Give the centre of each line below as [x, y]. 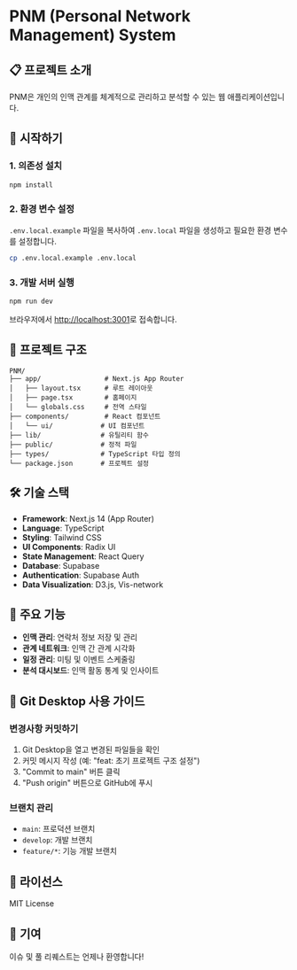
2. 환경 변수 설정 [42, 209]
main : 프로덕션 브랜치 [59, 829]
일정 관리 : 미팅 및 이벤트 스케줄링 [78, 660]
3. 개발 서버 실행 [42, 283]
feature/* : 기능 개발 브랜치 [70, 851]
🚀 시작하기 [36, 139]
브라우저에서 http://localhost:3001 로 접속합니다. [93, 319]
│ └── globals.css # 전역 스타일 [78, 407]
